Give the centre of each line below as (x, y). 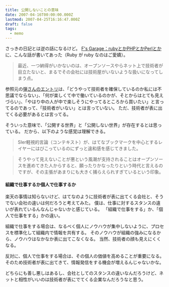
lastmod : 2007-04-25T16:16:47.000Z (43, 19)
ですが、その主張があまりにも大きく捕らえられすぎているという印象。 (91, 172)
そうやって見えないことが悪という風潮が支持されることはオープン (86, 159)
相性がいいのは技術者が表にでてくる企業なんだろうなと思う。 (82, 279)
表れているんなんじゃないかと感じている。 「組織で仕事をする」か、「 (86, 209)
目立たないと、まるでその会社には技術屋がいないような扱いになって (88, 72)
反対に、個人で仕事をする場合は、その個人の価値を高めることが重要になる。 (85, 256)
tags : (11, 29)
